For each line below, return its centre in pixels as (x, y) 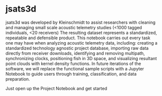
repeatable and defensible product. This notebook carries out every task (78, 38)
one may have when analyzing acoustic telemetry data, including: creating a (81, 43)
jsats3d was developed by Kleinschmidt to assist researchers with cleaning (81, 22)
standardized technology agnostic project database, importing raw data (77, 48)
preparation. (18, 79)
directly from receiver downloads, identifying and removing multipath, (75, 53)
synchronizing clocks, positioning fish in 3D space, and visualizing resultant (81, 58)
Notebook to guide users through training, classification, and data (71, 74)
